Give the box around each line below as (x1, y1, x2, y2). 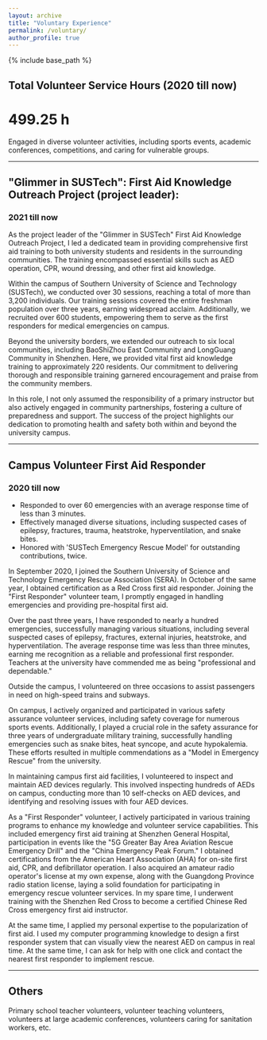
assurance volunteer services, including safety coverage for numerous (8, 713, 240, 723)
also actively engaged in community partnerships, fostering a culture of (8, 403, 242, 412)
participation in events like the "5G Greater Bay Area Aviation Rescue (8, 837, 234, 847)
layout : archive (8, 11, 62, 20)
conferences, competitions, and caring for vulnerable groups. (8, 145, 210, 155)
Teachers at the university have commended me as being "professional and (8, 657, 256, 667)
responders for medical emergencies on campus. (8, 321, 169, 331)
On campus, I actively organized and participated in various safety (8, 705, 226, 715)
